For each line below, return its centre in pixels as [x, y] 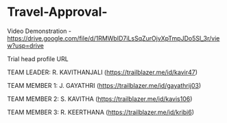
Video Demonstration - [39, 31]
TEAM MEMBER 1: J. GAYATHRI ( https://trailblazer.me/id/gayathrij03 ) [104, 85]
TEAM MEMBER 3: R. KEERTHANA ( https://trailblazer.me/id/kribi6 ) [100, 112]
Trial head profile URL [38, 58]
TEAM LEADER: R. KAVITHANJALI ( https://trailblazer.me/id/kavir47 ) [102, 72]
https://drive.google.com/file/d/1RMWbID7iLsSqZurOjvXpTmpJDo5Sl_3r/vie [113, 38]
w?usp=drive [26, 45]
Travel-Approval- [57, 12]
